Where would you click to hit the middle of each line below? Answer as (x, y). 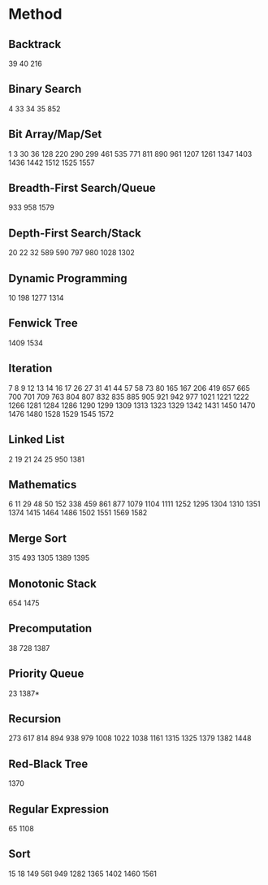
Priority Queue (46, 674)
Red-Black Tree (48, 764)
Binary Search (45, 89)
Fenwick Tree (43, 323)
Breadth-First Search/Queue (82, 188)
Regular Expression (59, 809)
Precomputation (50, 629)
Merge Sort (38, 538)
